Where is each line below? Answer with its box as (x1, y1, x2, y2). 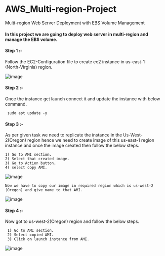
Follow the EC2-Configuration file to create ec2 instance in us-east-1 (5, 58, 145, 65)
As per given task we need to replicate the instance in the (5, 132, 123, 138)
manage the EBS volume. (5, 36, 58, 43)
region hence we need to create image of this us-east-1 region (27, 137, 155, 143)
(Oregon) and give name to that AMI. (5, 188, 83, 193)
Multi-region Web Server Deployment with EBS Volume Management (5, 20, 145, 26)
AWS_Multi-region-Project (5, 3, 117, 15)
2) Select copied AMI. (7, 232, 54, 238)
